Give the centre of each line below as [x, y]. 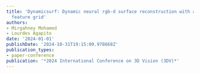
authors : [17, 22]
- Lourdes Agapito [29, 34]
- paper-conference [30, 55]
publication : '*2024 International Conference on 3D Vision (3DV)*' [93, 61]
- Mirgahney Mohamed [32, 28]
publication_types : [30, 50]
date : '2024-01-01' [30, 39]
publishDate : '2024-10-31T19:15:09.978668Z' [62, 45]
